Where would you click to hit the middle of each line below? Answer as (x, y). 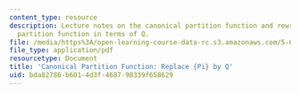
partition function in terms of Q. (83, 34)
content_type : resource (54, 17)
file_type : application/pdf (62, 50)
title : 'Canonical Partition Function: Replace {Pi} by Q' (121, 67)
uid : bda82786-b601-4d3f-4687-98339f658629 (92, 75)
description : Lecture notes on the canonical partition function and (142, 26)
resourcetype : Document (54, 58)
